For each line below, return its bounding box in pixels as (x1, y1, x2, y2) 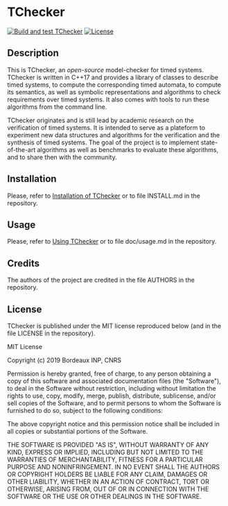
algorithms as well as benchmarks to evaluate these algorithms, (37, 145, 219, 153)
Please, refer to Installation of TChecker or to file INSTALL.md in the (7, 192, 201, 200)
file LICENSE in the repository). (7, 329, 96, 337)
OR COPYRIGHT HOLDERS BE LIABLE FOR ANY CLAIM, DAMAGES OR (7, 470, 208, 478)
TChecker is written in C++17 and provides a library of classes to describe (7, 73, 219, 81)
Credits (7, 258, 40, 269)
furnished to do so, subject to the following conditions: (7, 407, 163, 414)
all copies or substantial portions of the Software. (7, 428, 148, 435)
